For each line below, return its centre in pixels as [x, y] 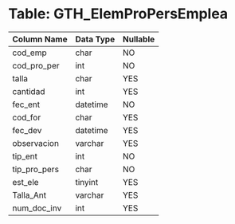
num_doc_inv [37, 208]
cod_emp [29, 53]
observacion [36, 143]
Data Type [95, 39]
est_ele [25, 182]
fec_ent [26, 104]
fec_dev [27, 130]
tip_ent [25, 156]
